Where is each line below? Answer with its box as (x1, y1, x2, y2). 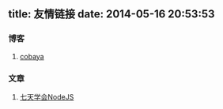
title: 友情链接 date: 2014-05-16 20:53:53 (8, 7, 215, 21)
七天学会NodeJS (19, 92, 74, 101)
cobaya (19, 51, 45, 61)
